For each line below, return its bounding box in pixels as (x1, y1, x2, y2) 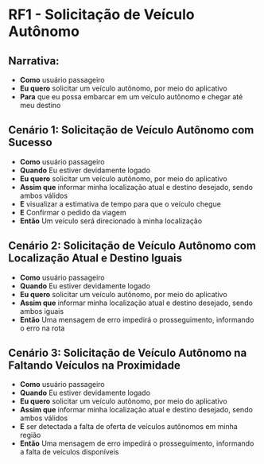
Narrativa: (8, 54, 60, 68)
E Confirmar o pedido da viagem (19, 207, 126, 217)
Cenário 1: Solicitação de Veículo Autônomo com (8, 123, 254, 137)
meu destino (19, 101, 61, 110)
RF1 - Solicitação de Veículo (8, 6, 195, 24)
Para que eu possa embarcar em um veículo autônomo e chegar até (19, 92, 243, 101)
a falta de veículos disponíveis (19, 447, 119, 457)
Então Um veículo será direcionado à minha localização (19, 216, 203, 226)
